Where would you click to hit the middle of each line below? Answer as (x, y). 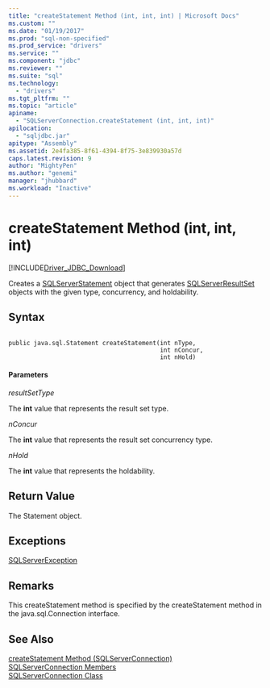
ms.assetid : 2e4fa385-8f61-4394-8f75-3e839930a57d (95, 151)
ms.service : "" (34, 53)
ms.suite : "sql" (35, 76)
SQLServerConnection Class (56, 675)
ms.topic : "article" (43, 106)
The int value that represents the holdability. (82, 471)
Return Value (42, 496)
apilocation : (30, 128)
